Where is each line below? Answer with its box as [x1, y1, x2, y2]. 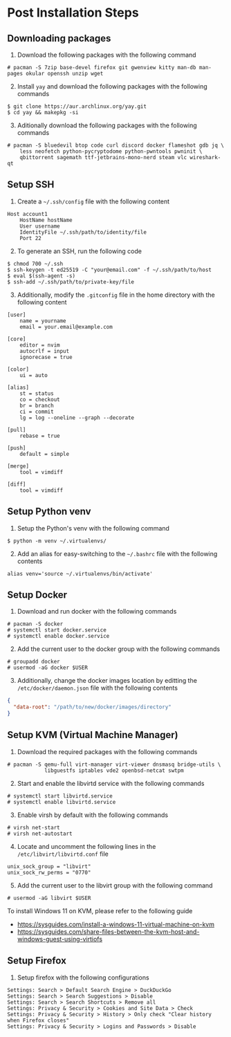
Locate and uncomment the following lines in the [17, 842, 156, 850]
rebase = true [19, 432, 60, 439]
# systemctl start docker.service [7, 627, 107, 634]
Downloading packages [7, 33, 111, 44]
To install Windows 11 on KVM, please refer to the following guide [7, 906, 193, 915]
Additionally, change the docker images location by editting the [17, 677, 197, 685]
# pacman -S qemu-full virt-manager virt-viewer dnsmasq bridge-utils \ [7, 761, 221, 768]
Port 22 [19, 235, 41, 241]
